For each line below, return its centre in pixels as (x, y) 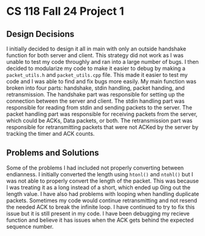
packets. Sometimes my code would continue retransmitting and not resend (102, 200)
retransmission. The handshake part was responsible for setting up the (95, 94)
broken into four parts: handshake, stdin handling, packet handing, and (95, 88)
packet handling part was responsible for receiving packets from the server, (102, 114)
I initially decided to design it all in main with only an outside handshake (96, 49)
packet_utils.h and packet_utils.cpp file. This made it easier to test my (97, 75)
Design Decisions (40, 34)
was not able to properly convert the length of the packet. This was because (102, 181)
